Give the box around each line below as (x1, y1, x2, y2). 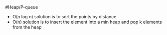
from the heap (12, 24, 42, 30)
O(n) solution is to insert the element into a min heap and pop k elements (12, 19, 162, 25)
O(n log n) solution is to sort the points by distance (12, 14, 117, 19)
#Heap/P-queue (5, 4, 38, 10)
